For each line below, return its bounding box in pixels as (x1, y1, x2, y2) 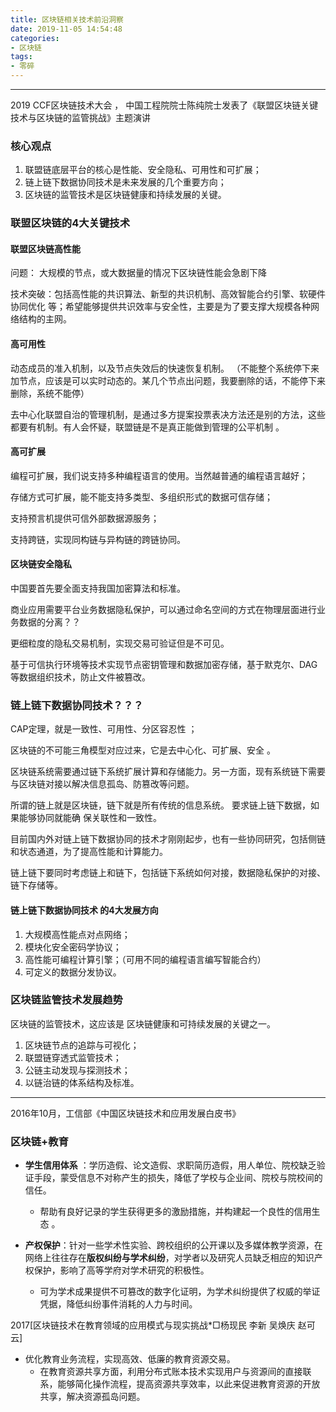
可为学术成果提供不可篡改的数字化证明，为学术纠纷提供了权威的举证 (39, 1286, 321, 1298)
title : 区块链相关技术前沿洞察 (10, 14, 124, 25)
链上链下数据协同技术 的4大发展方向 (10, 904, 159, 916)
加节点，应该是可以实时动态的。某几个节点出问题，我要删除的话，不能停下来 (10, 374, 326, 386)
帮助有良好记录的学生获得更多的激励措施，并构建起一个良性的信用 (39, 1206, 312, 1218)
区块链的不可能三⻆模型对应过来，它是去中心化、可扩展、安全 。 (10, 744, 276, 756)
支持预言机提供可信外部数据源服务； (10, 512, 160, 524)
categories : (10, 33, 60, 43)
